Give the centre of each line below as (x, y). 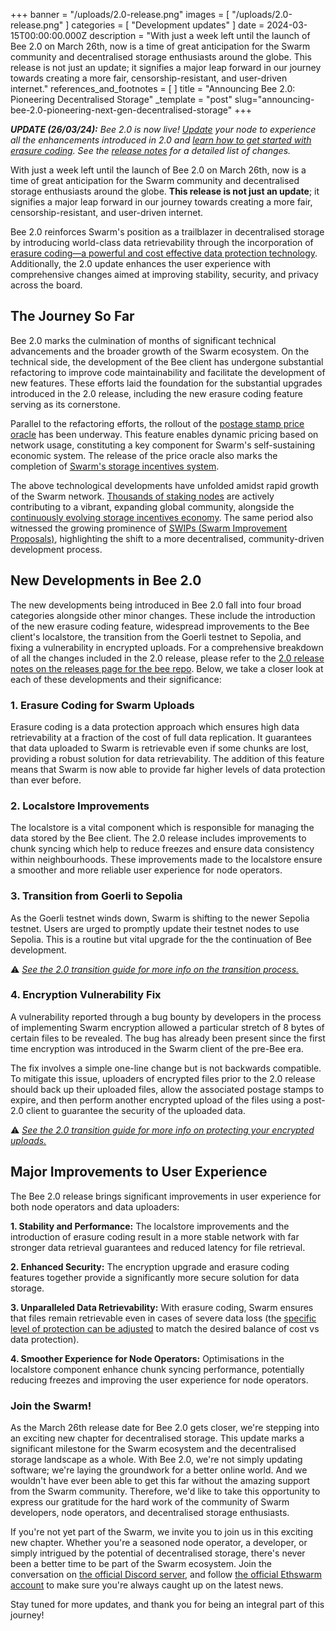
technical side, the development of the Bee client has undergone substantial (167, 361)
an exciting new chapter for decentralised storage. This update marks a (157, 1438)
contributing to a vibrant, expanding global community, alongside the (152, 506)
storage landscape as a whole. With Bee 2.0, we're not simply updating (156, 1459)
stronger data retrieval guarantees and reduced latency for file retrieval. (158, 1247)
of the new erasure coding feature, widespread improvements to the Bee (160, 626)
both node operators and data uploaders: (95, 1206)
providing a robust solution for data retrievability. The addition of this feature (167, 758)
